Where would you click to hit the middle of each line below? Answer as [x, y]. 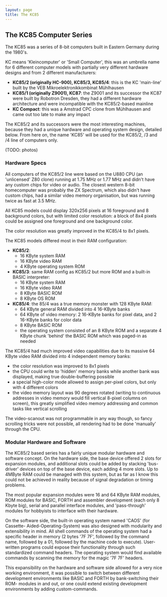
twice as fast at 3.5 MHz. [31, 201]
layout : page [19, 10]
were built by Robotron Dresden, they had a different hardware [77, 98]
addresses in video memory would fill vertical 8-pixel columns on [79, 398]
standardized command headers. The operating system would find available [83, 552]
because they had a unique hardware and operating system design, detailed [83, 130]
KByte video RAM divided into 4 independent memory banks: [68, 356]
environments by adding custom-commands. [51, 589]
